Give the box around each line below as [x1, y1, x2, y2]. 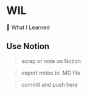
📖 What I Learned [6, 24, 50, 31]
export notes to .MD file [21, 69, 81, 76]
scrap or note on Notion [21, 57, 81, 64]
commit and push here [21, 81, 78, 88]
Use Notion [6, 41, 50, 52]
